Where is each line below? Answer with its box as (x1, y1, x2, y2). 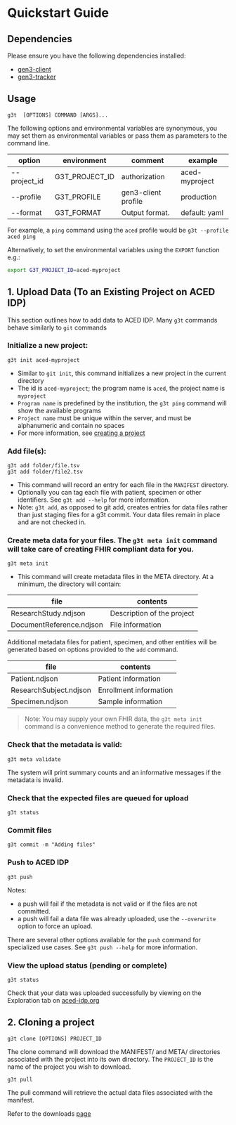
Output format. (121, 207, 170, 217)
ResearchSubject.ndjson (11, 685, 91, 695)
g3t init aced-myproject (7, 356, 80, 363)
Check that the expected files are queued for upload (7, 793, 189, 802)
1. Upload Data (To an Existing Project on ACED (7, 286, 216, 298)
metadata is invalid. (7, 775, 64, 784)
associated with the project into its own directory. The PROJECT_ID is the (7, 1055, 214, 1063)
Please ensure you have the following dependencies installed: (7, 51, 186, 60)
